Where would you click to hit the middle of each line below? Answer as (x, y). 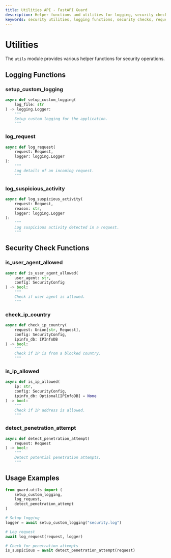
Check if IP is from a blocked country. (58, 354)
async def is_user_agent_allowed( (42, 273)
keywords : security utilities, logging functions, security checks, (79, 19)
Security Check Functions (47, 248)
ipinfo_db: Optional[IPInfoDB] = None (55, 396)
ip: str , (24, 387)
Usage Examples (32, 478)
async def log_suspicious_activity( (44, 199)
